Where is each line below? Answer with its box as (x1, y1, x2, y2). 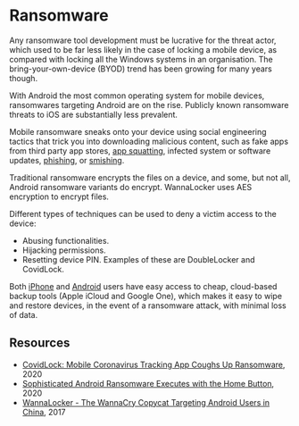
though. (9, 72, 38, 83)
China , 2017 (21, 406, 66, 417)
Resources (9, 336, 71, 351)
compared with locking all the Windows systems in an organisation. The (9, 54, 274, 64)
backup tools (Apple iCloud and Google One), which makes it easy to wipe (9, 290, 283, 301)
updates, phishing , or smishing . (9, 155, 125, 165)
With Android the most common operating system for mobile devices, (9, 90, 265, 101)
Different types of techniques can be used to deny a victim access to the (9, 208, 277, 219)
